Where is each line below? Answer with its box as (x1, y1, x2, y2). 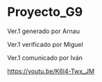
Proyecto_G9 (7, 4, 83, 20)
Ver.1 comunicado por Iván (7, 53, 83, 62)
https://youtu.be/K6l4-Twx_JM (7, 67, 95, 75)
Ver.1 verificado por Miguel (7, 40, 83, 48)
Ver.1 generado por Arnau (7, 27, 80, 35)
